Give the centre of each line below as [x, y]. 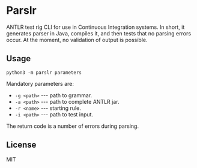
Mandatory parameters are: [40, 83]
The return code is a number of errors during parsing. [73, 126]
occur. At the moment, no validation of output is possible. [77, 40]
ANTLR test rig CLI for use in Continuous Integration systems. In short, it [95, 27]
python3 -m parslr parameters [44, 73]
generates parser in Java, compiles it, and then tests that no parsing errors [98, 33]
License [21, 145]
